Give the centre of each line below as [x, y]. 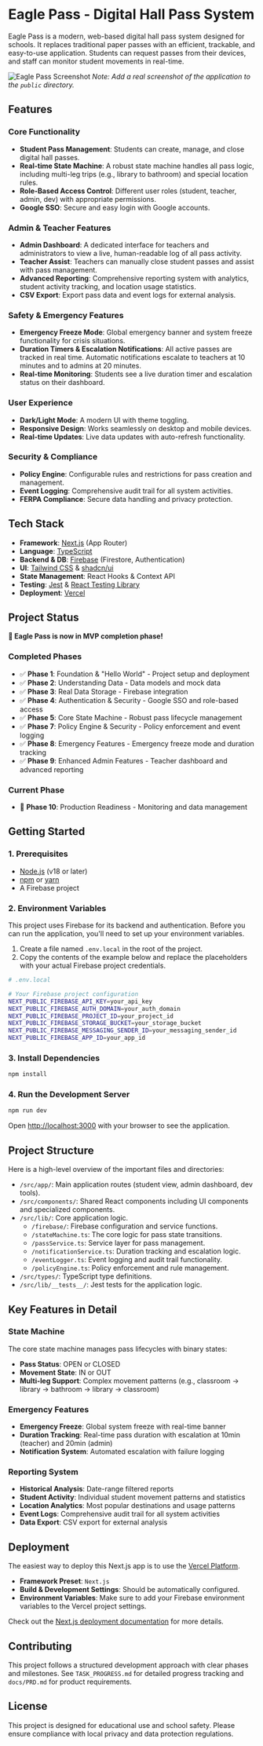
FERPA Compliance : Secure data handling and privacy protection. [126, 499]
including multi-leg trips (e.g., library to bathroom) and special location [134, 174]
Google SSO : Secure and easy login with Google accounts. [115, 207]
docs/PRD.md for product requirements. [70, 1682]
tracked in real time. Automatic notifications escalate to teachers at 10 [132, 357]
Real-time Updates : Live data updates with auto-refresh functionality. [132, 437]
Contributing [40, 1646]
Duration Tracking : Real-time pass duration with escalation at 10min [130, 1435]
